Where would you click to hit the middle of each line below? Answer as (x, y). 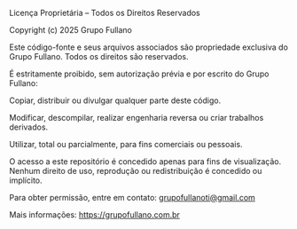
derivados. (29, 127)
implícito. (26, 180)
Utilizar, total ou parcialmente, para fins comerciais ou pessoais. (126, 144)
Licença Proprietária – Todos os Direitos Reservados (105, 13)
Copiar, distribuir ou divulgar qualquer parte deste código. (115, 100)
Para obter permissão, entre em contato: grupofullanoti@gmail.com (132, 197)
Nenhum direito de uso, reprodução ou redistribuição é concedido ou (136, 171)
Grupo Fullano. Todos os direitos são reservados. (99, 56)
